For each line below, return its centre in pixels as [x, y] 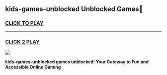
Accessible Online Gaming [33, 67]
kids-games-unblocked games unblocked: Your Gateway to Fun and [77, 62]
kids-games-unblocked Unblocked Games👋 [74, 9]
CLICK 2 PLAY [22, 41]
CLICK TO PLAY [24, 23]
